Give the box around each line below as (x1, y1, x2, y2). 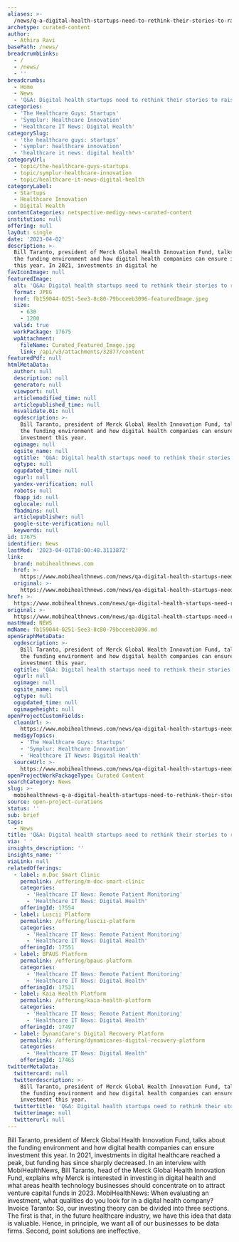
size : (14, 302, 31, 309)
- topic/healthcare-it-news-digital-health (14, 176, 144, 183)
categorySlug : (7, 130, 50, 137)
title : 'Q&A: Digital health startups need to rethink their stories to (7, 831, 228, 839)
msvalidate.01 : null (14, 407, 75, 415)
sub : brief (7, 811, 40, 819)
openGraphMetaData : (7, 633, 65, 640)
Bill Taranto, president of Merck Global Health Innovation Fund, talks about (7, 1135, 225, 1144)
